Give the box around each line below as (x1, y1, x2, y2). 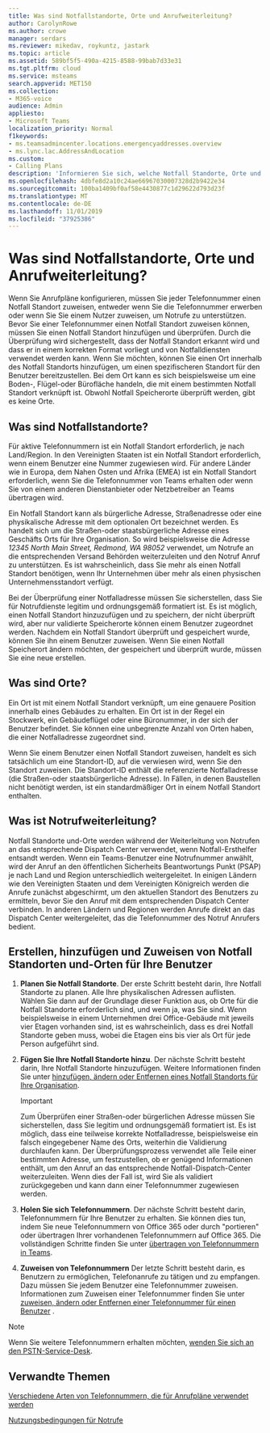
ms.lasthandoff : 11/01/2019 (8, 207, 103, 215)
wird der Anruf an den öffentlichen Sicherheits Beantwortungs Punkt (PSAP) (8, 862, 262, 871)
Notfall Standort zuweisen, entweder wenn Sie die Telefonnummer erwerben (8, 302, 263, 312)
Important (19, 1096, 53, 1106)
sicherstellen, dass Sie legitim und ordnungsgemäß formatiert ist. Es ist (19, 1120, 256, 1130)
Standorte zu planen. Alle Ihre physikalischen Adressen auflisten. (19, 988, 236, 997)
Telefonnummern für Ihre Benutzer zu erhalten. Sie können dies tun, (19, 1213, 246, 1223)
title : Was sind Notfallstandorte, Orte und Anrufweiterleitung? (8, 11, 232, 20)
